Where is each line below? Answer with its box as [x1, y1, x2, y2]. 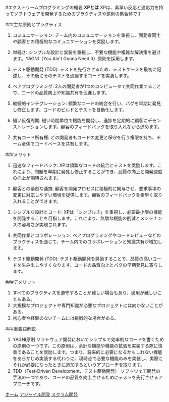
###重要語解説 [5, 326, 36, 332]
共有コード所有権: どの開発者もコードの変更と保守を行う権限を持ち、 [12, 134, 157, 140]
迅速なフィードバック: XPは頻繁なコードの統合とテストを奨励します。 [12, 162, 158, 168]
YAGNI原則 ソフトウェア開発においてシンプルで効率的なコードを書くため [12, 336, 164, 342]
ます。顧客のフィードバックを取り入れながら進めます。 [47, 124, 162, 130]
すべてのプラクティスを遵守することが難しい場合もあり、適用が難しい [12, 290, 158, 295]
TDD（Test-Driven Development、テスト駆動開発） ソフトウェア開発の [12, 368, 160, 374]
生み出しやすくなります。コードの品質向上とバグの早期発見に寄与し [21, 262, 163, 268]
